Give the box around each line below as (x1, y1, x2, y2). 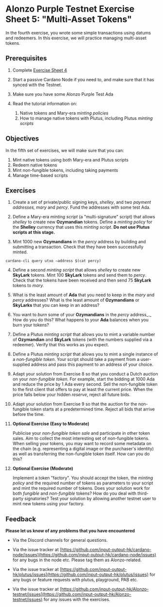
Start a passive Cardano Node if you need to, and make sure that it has (12, 76, 154, 82)
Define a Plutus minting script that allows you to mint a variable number (12, 332, 155, 338)
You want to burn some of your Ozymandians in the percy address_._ (12, 312, 152, 318)
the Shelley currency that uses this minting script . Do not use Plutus (12, 224, 150, 230)
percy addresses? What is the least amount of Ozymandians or (12, 297, 140, 303)
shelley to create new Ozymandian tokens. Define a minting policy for (12, 219, 152, 225)
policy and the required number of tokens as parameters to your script (12, 480, 153, 486)
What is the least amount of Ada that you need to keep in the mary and (12, 292, 155, 298)
